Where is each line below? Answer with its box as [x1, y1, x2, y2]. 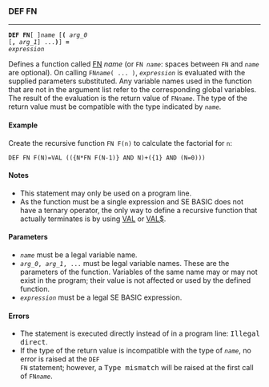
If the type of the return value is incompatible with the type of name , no [19, 346, 252, 356]
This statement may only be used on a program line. [19, 188, 192, 198]
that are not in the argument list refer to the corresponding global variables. [8, 85, 257, 95]
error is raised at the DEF [19, 354, 100, 364]
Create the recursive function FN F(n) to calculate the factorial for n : [8, 138, 232, 147]
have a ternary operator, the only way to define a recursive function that [19, 205, 258, 215]
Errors [8, 311, 30, 320]
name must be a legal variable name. [19, 250, 138, 260]
